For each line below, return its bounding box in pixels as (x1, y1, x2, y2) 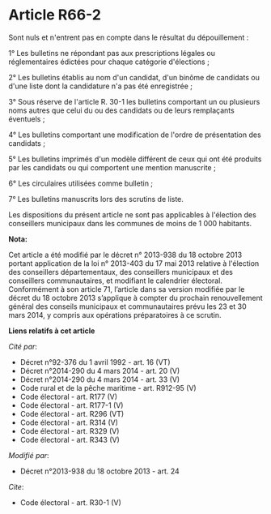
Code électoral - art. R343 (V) (19, 435, 120, 444)
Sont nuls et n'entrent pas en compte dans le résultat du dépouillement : (8, 32, 249, 42)
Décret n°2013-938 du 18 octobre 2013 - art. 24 (19, 466, 180, 476)
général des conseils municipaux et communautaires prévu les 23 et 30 (8, 302, 247, 311)
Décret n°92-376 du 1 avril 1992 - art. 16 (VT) (19, 357, 171, 366)
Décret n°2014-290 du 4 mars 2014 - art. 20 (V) (19, 366, 180, 375)
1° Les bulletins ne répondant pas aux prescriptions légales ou (8, 48, 216, 58)
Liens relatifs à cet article (8, 326, 95, 336)
